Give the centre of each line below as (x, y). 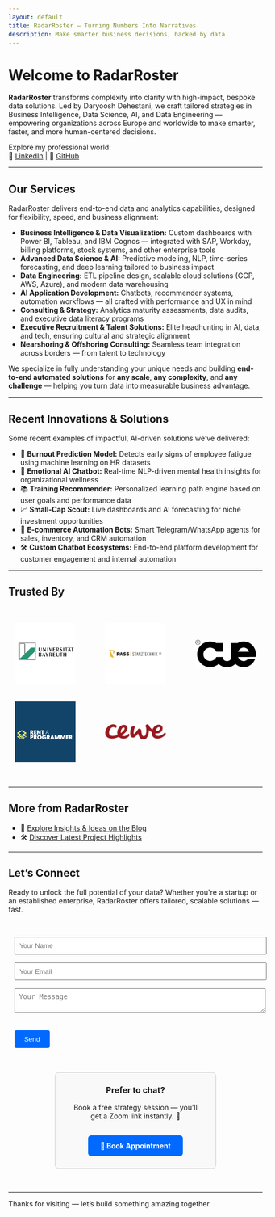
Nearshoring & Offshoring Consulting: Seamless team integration (130, 344)
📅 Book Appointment (135, 1145)
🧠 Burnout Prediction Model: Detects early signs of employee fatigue (135, 453)
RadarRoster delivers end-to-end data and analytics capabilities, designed (132, 208)
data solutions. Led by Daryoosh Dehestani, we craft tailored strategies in (130, 106)
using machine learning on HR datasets (85, 462)
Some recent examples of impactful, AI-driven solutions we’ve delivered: (129, 438)
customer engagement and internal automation (98, 558)
